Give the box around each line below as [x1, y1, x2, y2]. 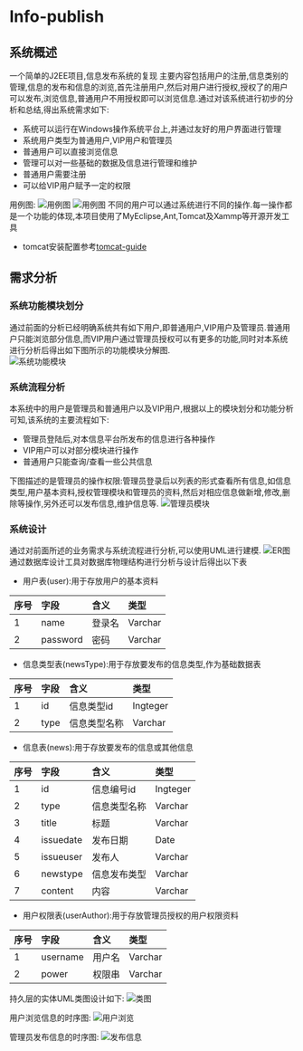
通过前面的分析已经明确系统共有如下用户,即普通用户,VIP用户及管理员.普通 [9, 321, 283, 332]
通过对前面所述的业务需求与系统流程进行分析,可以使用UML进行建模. [9, 545, 262, 556]
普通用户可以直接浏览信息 [22, 147, 118, 157]
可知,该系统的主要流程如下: [9, 414, 110, 425]
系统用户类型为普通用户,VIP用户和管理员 [22, 135, 174, 146]
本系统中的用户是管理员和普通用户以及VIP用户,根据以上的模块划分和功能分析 [9, 403, 294, 414]
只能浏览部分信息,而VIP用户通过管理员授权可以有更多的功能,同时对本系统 [16, 333, 289, 344]
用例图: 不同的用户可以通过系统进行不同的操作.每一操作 [9, 199, 285, 210]
